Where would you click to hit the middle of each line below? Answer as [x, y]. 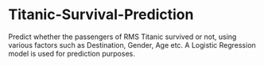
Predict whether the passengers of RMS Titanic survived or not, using [122, 37]
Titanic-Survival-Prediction [101, 15]
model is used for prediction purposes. [72, 53]
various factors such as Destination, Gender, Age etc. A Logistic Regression [132, 45]
